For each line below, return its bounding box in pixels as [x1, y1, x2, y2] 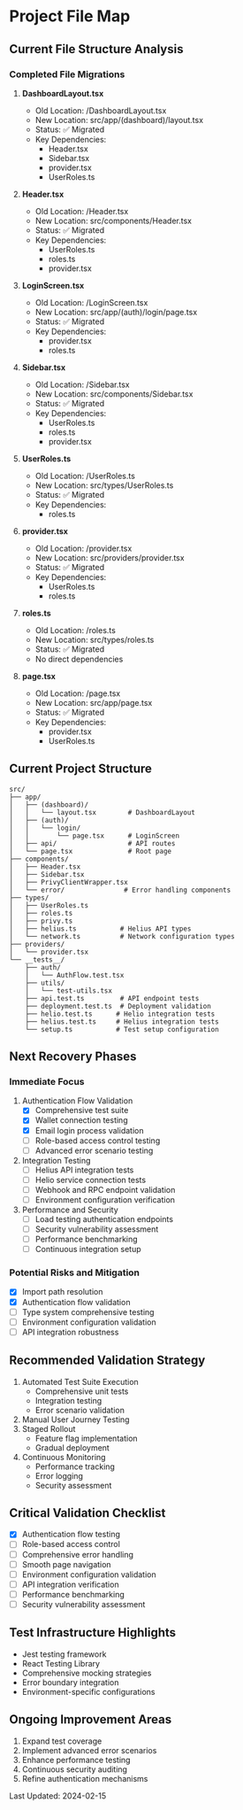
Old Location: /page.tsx [34, 688, 121, 699]
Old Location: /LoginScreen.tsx [34, 297, 148, 307]
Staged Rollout [21, 1423, 76, 1434]
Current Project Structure [9, 762, 153, 777]
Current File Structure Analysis [9, 42, 184, 57]
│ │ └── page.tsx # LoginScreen [9, 831, 179, 840]
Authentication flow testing [21, 1529, 121, 1540]
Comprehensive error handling [21, 1549, 134, 1559]
